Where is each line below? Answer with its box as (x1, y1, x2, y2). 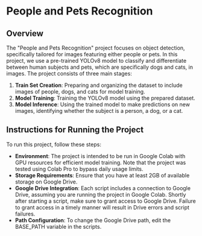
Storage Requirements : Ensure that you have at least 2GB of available (14, 171, 190, 179)
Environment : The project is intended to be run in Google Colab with (14, 152, 186, 159)
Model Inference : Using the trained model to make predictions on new (14, 101, 190, 108)
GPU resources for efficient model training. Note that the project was (14, 159, 186, 166)
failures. (14, 210, 36, 217)
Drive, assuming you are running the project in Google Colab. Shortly (14, 191, 186, 198)
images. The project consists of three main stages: (6, 70, 133, 77)
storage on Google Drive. (14, 178, 78, 185)
